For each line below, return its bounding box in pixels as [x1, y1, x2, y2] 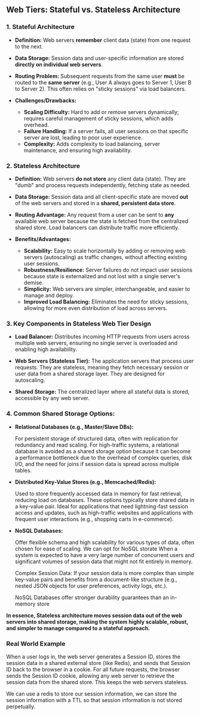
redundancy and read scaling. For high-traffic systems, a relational [14, 441, 179, 449]
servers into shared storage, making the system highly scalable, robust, [6, 618, 189, 625]
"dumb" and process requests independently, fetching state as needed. [14, 181, 191, 188]
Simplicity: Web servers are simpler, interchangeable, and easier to [23, 285, 190, 293]
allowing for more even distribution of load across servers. [23, 304, 168, 311]
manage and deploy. [23, 291, 75, 299]
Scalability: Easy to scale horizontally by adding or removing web [23, 247, 186, 254]
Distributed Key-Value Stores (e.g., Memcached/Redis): [14, 478, 156, 485]
